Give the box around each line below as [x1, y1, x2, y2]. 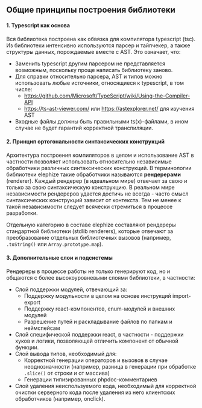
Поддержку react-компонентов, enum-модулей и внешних [24, 305, 175, 312]
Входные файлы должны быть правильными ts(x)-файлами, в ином [14, 117, 189, 125]
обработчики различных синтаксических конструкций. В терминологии [6, 164, 192, 171]
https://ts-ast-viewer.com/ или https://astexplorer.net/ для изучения [24, 105, 195, 112]
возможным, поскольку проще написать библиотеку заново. [14, 66, 173, 73]
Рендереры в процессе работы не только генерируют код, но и [6, 268, 171, 275]
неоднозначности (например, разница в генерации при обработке [24, 363, 197, 370]
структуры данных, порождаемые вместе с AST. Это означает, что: [6, 48, 181, 55]
